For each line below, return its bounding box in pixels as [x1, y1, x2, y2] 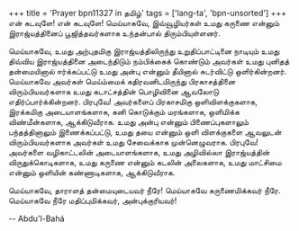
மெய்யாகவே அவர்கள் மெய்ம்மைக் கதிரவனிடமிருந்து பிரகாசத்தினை [8, 76, 236, 86]
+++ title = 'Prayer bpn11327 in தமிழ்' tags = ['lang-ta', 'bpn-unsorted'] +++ [8, 8, 287, 18]
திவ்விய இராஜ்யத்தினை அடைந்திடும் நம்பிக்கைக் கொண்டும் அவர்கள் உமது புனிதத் [8, 56, 290, 67]
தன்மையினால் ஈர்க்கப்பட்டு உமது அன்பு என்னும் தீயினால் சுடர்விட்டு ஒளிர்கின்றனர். [8, 67, 287, 76]
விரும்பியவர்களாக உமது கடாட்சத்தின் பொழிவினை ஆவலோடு [8, 86, 220, 97]
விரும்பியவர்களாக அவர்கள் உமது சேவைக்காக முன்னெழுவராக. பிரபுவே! [8, 137, 258, 147]
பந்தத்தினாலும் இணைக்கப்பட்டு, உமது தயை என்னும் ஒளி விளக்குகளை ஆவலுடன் [8, 127, 282, 138]
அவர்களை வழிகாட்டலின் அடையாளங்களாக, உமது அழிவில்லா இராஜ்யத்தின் [8, 147, 270, 157]
